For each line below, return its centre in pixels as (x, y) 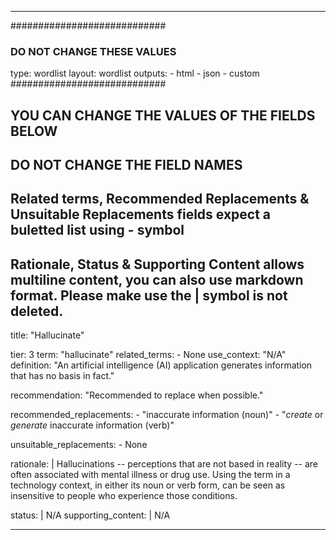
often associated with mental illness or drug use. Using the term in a (150, 475)
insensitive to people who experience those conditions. (124, 496)
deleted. (37, 311)
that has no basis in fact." (62, 376)
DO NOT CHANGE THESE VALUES (93, 51)
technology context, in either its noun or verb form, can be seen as (148, 485)
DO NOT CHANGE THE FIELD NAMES (126, 165)
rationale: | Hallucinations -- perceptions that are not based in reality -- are (164, 464)
